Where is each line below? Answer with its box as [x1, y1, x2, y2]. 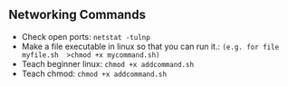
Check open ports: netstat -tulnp [21, 31, 150, 42]
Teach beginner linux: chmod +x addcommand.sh [21, 58, 195, 69]
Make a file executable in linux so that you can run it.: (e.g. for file [21, 41, 280, 52]
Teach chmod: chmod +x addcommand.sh [21, 68, 168, 79]
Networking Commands [8, 7, 147, 23]
